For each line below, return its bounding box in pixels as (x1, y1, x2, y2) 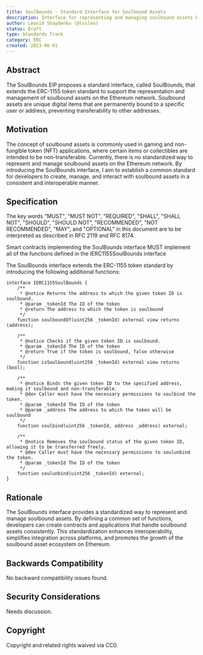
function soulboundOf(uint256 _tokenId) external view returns (17, 317, 180, 323)
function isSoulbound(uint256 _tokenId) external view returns (17, 360, 180, 366)
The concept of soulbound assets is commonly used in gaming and (6, 140, 174, 148)
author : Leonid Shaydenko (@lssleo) (6, 20, 98, 26)
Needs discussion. (6, 608, 53, 615)
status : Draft (6, 25, 42, 32)
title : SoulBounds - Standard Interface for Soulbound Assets (6, 8, 166, 15)
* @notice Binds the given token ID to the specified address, (19, 381, 182, 387)
